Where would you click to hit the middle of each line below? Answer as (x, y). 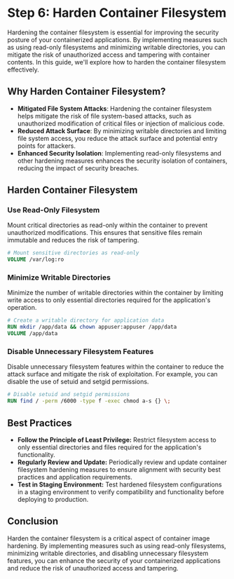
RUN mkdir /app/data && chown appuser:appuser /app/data (92, 327)
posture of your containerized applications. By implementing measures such (117, 39)
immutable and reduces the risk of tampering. (73, 240)
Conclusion (33, 521)
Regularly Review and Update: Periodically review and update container (122, 462)
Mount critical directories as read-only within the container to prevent (108, 225)
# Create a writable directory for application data (86, 320)
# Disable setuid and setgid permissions (69, 395)
